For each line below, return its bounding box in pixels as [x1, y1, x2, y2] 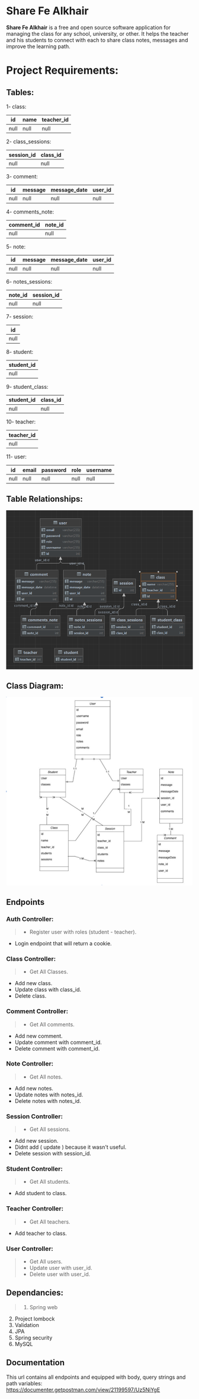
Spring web [29, 1303, 58, 1310]
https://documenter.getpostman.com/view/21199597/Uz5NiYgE [6, 1386, 161, 1393]
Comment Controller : [6, 1007, 69, 1016]
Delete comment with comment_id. [14, 1045, 100, 1052]
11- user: [6, 453, 27, 460]
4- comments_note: [6, 208, 54, 215]
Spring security [14, 1334, 53, 1341]
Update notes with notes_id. [14, 1091, 84, 1098]
